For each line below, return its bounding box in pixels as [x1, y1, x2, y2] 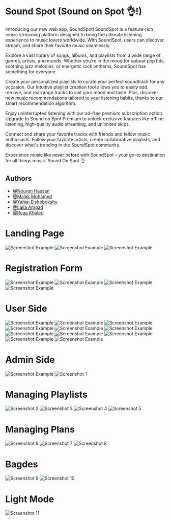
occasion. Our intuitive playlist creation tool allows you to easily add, [5, 84, 149, 90]
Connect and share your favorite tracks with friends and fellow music [5, 131, 150, 137]
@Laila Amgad [12, 204, 43, 210]
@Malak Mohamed [12, 193, 52, 199]
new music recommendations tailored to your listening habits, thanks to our [5, 95, 163, 101]
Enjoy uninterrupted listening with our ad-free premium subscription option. [5, 110, 164, 116]
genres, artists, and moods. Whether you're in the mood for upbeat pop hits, [5, 57, 165, 63]
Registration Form [5, 262, 83, 274]
